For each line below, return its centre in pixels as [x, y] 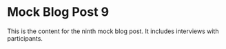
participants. [25, 38]
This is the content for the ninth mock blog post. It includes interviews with [113, 31]
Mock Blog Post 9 [58, 12]
